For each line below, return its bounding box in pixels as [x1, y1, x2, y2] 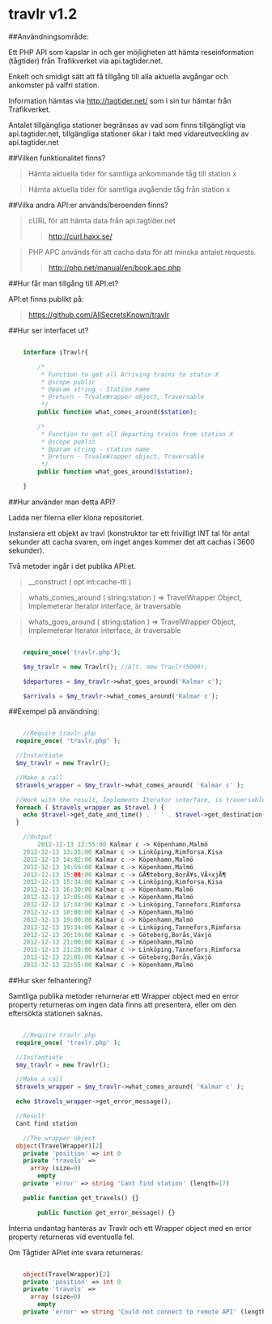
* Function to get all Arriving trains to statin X [40, 370, 219, 379]
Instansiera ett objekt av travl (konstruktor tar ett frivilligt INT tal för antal [8, 528, 249, 538]
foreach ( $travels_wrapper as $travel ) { [15, 803, 164, 812]
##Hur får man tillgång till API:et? [8, 278, 119, 288]
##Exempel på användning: [8, 707, 100, 716]
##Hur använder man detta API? [8, 497, 116, 507]
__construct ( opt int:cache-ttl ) [28, 576, 132, 587]
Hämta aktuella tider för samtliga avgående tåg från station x [28, 184, 231, 194]
